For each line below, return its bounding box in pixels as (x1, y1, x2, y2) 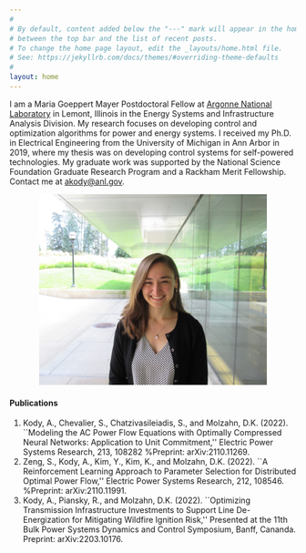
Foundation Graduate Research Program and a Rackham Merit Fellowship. (9, 166, 287, 177)
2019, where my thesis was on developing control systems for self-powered (9, 147, 294, 158)
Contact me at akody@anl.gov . (9, 176, 125, 187)
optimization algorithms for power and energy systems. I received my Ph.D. (9, 128, 291, 138)
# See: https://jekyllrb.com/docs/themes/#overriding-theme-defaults (9, 53, 280, 63)
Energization (22, 515, 70, 526)
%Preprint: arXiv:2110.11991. (22, 486, 127, 497)
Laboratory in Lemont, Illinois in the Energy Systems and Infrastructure (9, 108, 275, 118)
